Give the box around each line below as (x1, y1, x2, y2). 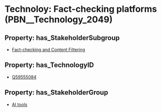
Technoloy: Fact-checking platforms (4, 3, 157, 15)
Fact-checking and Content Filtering (11, 47, 86, 52)
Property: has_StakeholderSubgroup (4, 34, 120, 42)
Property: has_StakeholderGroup (4, 88, 108, 97)
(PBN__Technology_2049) (4, 14, 113, 25)
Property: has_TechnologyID (4, 61, 94, 70)
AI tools (11, 101, 28, 107)
